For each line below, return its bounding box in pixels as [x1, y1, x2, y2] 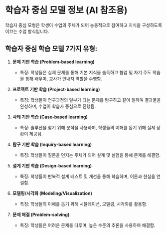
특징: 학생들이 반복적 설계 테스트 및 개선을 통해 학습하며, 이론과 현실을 [19, 173, 156, 179]
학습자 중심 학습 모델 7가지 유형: [5, 45, 98, 53]
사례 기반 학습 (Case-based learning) [12, 114, 88, 120]
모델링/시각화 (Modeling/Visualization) [12, 190, 92, 196]
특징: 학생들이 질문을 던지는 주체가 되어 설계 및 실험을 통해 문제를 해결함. [19, 152, 161, 158]
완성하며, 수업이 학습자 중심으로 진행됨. [19, 103, 96, 109]
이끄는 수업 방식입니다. [5, 28, 49, 34]
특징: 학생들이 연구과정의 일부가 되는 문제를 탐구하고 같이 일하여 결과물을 [19, 97, 161, 103]
